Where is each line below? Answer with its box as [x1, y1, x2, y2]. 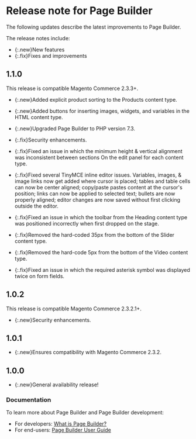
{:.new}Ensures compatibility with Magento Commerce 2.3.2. [14, 349, 162, 356]
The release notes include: [6, 34, 70, 42]
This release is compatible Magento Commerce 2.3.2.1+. [6, 305, 142, 312]
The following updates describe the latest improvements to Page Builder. [6, 23, 181, 30]
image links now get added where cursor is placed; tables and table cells [14, 177, 191, 185]
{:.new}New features [14, 46, 65, 53]
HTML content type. [14, 113, 63, 120]
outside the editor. [14, 202, 59, 209]
